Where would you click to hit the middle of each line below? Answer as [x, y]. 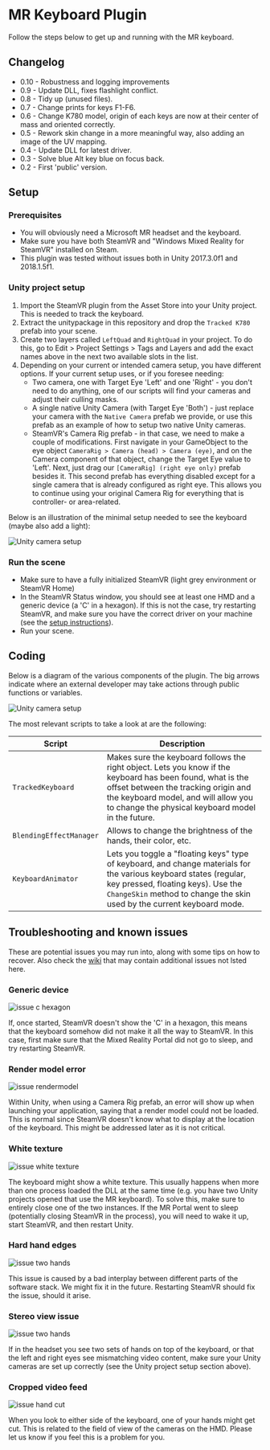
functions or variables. [45, 692]
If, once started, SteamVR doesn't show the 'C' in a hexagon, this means [128, 1022]
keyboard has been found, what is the [178, 777]
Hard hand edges [43, 1245]
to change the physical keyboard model [181, 807]
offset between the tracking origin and [179, 787]
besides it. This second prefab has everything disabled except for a [143, 476]
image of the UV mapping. [63, 141]
